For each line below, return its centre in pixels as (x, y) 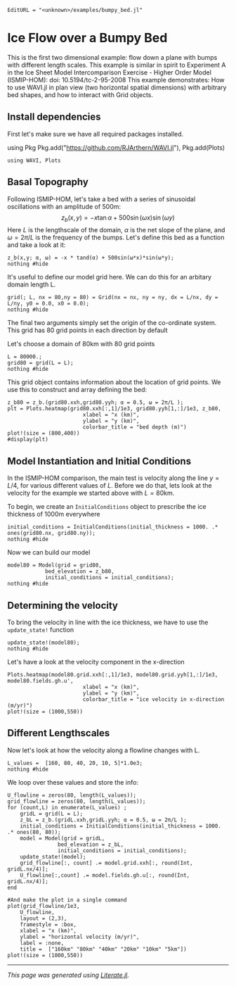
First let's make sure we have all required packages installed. (96, 134)
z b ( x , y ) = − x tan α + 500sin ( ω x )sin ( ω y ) (118, 218)
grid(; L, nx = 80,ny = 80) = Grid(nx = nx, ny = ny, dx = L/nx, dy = (113, 298)
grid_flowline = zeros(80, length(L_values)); (77, 801)
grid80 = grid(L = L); (40, 363)
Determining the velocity (63, 605)
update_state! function (41, 629)
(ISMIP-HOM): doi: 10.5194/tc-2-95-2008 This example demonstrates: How (116, 80)
